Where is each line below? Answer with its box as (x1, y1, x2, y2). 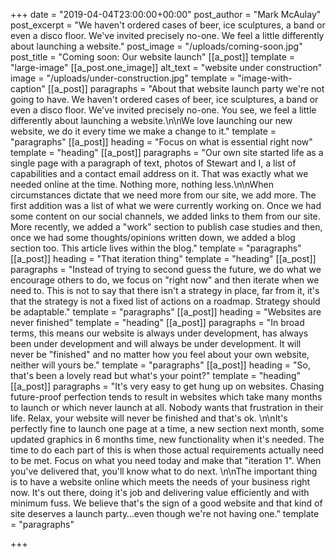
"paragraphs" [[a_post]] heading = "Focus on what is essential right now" (10, 136, 313, 148)
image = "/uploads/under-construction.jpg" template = (10, 72, 236, 84)
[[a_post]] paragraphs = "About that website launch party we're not (47, 83, 325, 94)
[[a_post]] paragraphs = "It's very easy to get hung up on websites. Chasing (10, 380, 325, 392)
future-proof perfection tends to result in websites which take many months (10, 391, 323, 403)
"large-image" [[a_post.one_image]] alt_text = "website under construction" (10, 62, 323, 73)
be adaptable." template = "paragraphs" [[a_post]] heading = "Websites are (10, 306, 322, 318)
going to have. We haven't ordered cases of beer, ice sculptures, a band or (10, 94, 319, 105)
